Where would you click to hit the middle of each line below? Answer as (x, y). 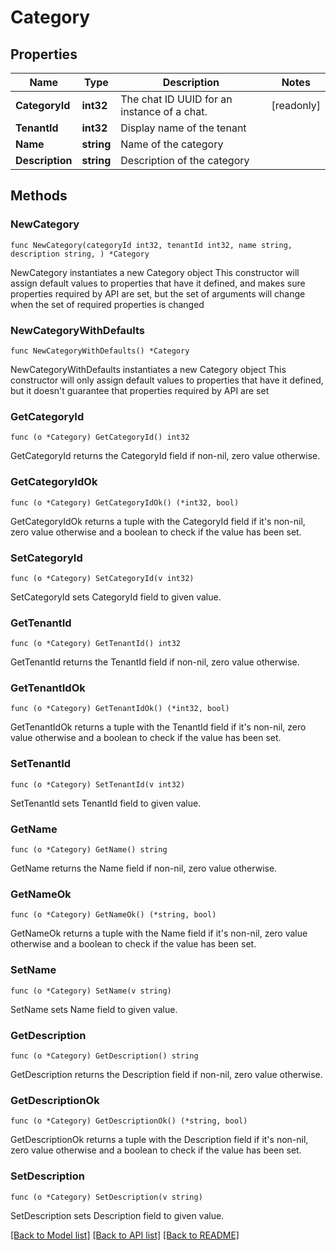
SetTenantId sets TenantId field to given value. (106, 803)
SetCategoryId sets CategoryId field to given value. (116, 597)
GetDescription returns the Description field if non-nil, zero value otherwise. (166, 1074)
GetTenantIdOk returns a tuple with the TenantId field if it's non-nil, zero (158, 727)
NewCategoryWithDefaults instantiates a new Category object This (148, 369)
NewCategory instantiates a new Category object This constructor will (155, 272)
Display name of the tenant (183, 128)
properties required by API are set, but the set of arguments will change (158, 293)
